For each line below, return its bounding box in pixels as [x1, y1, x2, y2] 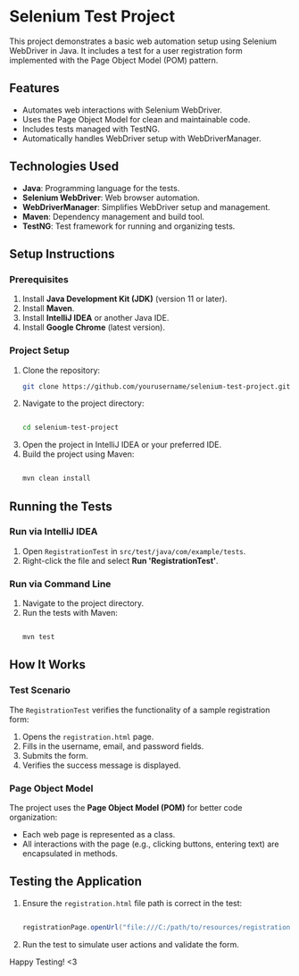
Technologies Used [9, 159, 119, 174]
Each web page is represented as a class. [21, 829, 176, 840]
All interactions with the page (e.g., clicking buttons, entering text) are [21, 838, 279, 850]
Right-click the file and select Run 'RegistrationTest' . [21, 555, 219, 566]
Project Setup [9, 344, 70, 357]
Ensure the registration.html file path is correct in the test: [21, 897, 243, 908]
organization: [9, 812, 58, 823]
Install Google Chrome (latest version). [21, 322, 165, 332]
